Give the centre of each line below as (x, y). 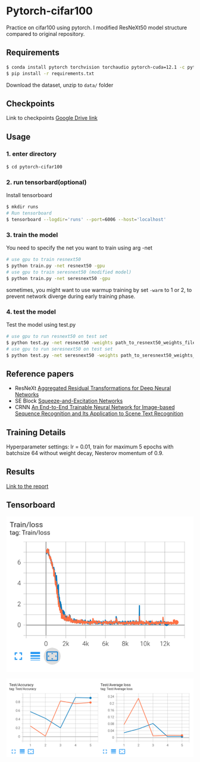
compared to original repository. (46, 33)
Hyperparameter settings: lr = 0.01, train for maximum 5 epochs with (90, 447)
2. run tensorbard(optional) (46, 182)
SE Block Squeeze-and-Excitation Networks (69, 401)
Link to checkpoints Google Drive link (52, 118)
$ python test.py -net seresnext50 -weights (62, 355)
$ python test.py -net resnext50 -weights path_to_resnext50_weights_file (101, 342)
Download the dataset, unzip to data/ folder (60, 85)
